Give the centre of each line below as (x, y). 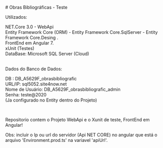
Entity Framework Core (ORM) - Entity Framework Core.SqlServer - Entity (82, 32)
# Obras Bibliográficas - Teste (36, 7)
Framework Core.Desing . (32, 38)
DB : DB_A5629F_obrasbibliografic (41, 79)
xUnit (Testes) (20, 48)
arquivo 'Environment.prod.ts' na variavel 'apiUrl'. (57, 140)
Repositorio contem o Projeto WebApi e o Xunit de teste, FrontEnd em (77, 120)
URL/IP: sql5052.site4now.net (36, 84)
